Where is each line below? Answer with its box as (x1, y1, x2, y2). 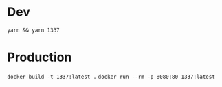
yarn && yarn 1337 (7, 27, 60, 34)
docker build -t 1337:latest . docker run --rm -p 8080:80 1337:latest (7, 73, 215, 80)
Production (7, 49, 72, 65)
